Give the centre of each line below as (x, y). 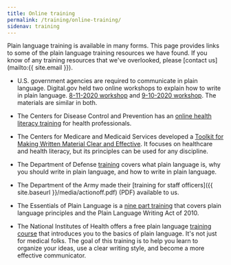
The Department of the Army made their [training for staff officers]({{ (115, 185)
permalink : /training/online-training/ (64, 20)
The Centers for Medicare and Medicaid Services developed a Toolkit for (120, 137)
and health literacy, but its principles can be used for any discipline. (112, 151)
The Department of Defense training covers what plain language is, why (119, 165)
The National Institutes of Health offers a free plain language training (114, 227)
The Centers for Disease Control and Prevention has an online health (114, 116)
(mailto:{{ (21, 68)
